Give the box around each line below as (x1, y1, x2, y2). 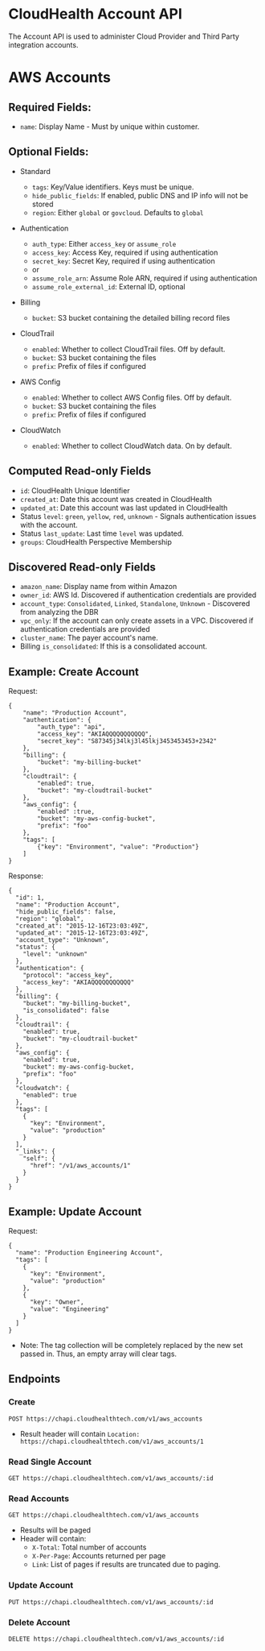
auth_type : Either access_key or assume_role (31, 239, 177, 248)
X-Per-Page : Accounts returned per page (31, 1551, 166, 1561)
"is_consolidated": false (22, 1006, 110, 1015)
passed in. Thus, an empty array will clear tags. (19, 1349, 177, 1359)
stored (31, 199, 54, 209)
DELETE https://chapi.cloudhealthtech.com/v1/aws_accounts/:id (8, 1635, 225, 1643)
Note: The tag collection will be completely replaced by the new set (19, 1341, 243, 1350)
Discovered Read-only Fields (8, 560, 157, 574)
